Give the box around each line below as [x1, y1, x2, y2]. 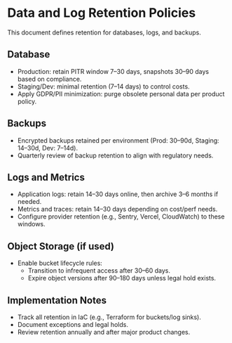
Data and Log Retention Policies [7, 5, 196, 21]
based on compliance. [17, 75, 82, 83]
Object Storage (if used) [7, 240, 114, 252]
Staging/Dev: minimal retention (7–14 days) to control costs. [17, 82, 191, 91]
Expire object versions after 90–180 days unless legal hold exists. [27, 274, 216, 283]
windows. [17, 220, 46, 228]
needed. [17, 198, 42, 206]
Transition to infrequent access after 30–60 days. [27, 266, 170, 275]
